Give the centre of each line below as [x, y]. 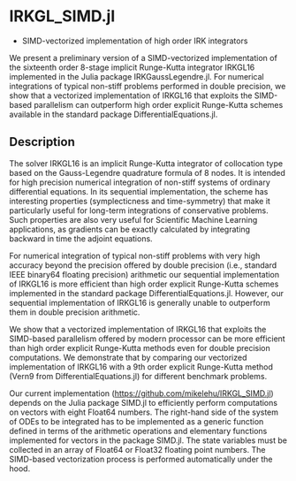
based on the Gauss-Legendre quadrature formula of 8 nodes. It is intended [147, 172]
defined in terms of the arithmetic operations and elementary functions [138, 431]
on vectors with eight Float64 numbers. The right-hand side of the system [144, 412]
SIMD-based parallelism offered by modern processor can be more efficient [147, 339]
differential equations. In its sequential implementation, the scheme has [139, 191]
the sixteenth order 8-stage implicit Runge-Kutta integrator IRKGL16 [132, 67]
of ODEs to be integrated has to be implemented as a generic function [137, 421]
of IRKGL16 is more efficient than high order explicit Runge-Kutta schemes [144, 284]
